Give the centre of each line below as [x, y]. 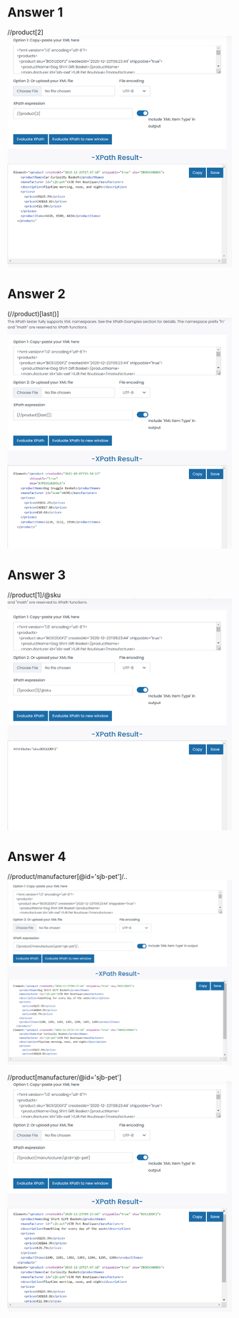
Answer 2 [36, 294]
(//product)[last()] [33, 313]
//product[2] [26, 32]
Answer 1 [35, 12]
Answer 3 [37, 575]
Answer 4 [37, 857]
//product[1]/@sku [34, 595]
